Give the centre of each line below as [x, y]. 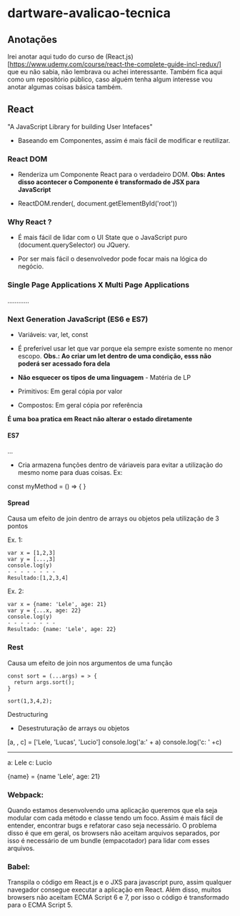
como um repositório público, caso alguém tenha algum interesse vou [110, 79]
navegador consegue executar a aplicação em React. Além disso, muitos [114, 890]
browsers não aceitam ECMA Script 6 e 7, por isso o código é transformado [119, 897]
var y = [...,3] [31, 559]
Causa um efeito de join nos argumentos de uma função [90, 663]
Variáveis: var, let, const [53, 334]
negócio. [31, 266]
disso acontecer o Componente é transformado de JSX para [109, 182]
